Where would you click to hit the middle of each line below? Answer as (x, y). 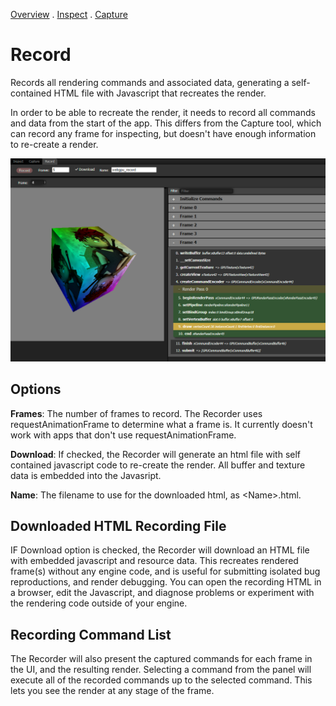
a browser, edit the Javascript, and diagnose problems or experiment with (162, 593)
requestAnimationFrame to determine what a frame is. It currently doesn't (161, 424)
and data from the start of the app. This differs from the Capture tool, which (166, 123)
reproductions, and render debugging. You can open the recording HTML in (166, 582)
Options (36, 389)
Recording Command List (91, 634)
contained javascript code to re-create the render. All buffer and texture (158, 465)
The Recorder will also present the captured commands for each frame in (161, 659)
